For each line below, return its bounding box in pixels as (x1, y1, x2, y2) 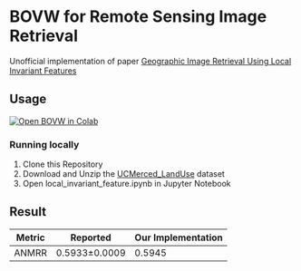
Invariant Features (9, 65, 77, 76)
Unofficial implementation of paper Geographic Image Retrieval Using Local (9, 55, 292, 66)
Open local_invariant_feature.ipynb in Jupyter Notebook (22, 179, 231, 189)
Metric (15, 231, 45, 244)
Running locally (9, 138, 80, 150)
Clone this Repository (22, 159, 103, 169)
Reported (70, 231, 112, 244)
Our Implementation (134, 231, 224, 244)
